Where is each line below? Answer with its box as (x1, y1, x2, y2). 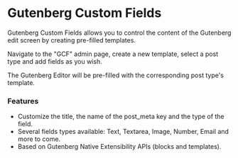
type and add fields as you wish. (7, 57, 102, 65)
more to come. (17, 135, 61, 143)
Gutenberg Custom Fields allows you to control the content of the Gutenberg (7, 28, 232, 37)
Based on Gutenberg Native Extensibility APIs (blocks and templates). (17, 142, 222, 151)
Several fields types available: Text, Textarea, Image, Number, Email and (17, 128, 229, 136)
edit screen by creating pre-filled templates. (7, 35, 136, 44)
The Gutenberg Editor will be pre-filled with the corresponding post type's (7, 71, 224, 79)
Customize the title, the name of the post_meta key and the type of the (17, 112, 225, 121)
